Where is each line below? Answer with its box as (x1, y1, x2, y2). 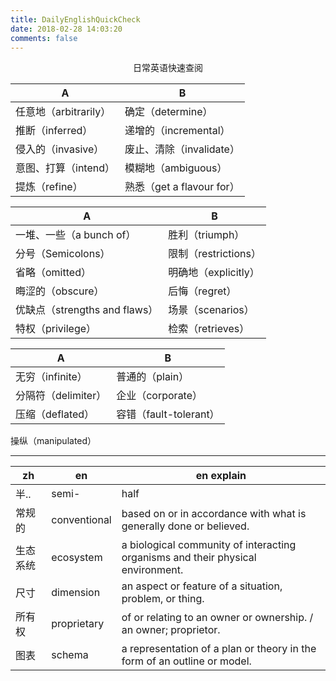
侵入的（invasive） (15, 142, 105, 156)
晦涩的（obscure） (15, 284, 105, 298)
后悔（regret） (168, 284, 237, 298)
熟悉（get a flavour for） (124, 180, 240, 194)
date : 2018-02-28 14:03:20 (10, 24, 123, 34)
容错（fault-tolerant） (116, 407, 220, 421)
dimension (51, 586, 101, 600)
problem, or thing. (121, 592, 205, 606)
